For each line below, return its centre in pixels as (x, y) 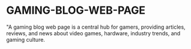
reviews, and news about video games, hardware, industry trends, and (93, 33)
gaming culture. (26, 39)
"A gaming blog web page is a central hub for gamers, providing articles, (96, 27)
